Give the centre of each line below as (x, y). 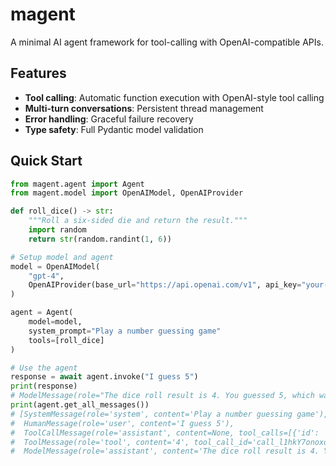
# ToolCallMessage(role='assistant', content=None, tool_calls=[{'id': (165, 433)
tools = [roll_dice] (66, 340)
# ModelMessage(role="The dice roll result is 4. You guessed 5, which (162, 396)
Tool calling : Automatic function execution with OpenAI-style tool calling (174, 97)
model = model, (55, 322)
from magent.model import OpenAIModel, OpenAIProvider (127, 193)
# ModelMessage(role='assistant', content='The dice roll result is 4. (165, 451)
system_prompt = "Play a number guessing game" (125, 331)
